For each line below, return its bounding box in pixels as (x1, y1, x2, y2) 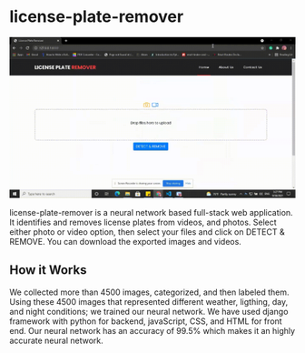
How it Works (9, 262, 87, 278)
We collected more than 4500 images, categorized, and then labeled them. (9, 287, 290, 298)
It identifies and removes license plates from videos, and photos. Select (9, 217, 277, 227)
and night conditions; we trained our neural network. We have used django (9, 306, 289, 317)
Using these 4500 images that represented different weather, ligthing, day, (9, 296, 289, 307)
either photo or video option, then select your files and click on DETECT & (9, 226, 285, 237)
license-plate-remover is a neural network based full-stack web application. (9, 207, 293, 217)
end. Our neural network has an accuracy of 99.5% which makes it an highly (9, 325, 296, 336)
